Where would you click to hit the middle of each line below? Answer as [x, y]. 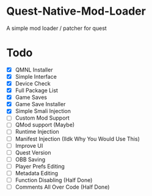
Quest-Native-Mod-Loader [76, 11]
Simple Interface [36, 76]
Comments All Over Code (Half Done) [62, 187]
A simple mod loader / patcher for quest [56, 28]
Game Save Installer [40, 104]
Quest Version [33, 152]
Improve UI [29, 145]
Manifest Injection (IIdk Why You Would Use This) [78, 139]
